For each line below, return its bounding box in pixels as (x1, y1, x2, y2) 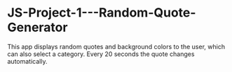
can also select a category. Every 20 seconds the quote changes (7, 50, 195, 58)
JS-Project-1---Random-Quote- (7, 5, 196, 21)
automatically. (7, 57, 48, 65)
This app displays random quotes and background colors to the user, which (7, 42, 226, 51)
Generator (7, 19, 68, 35)
